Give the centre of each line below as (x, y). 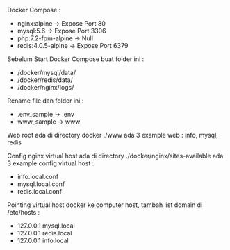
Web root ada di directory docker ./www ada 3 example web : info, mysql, (113, 135)
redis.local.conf (40, 191)
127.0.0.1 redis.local (44, 233)
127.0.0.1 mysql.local (46, 226)
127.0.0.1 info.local (43, 240)
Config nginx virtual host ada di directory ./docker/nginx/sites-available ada (115, 156)
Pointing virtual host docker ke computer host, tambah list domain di (105, 205)
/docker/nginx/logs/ (46, 87)
